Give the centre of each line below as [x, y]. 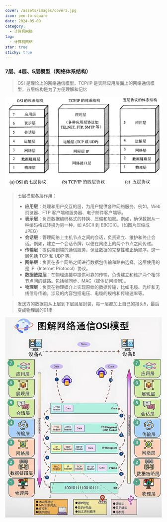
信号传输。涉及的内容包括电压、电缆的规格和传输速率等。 [88, 294]
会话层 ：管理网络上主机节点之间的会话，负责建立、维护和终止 [88, 237]
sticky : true [19, 52]
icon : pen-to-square [27, 16]
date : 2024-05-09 [23, 21]
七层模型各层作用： [37, 196]
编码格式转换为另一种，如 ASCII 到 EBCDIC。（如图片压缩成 [89, 225]
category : [15, 26]
